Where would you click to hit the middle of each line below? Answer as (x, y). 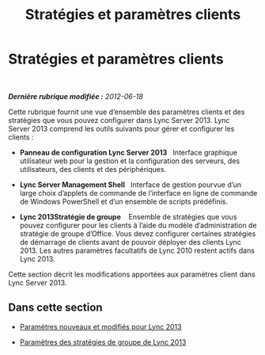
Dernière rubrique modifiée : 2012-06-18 (76, 96)
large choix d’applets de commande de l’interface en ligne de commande (138, 193)
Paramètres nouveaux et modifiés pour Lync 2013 (100, 326)
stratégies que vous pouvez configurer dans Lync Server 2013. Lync (119, 120)
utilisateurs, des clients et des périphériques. (93, 169)
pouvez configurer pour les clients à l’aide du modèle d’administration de (138, 225)
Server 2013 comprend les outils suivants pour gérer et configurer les (121, 128)
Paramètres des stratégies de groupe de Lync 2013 (103, 342)
